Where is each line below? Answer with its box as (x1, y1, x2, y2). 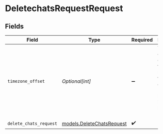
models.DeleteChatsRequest (62, 120, 127, 127)
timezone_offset (7, 78, 45, 84)
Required (131, 37, 153, 43)
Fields (5, 22, 24, 30)
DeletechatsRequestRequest (5, 3, 123, 14)
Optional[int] (62, 78, 91, 85)
